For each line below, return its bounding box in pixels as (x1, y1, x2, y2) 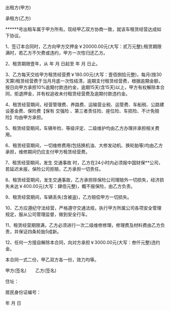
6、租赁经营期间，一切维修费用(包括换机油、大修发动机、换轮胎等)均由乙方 (5, 142, 163, 148)
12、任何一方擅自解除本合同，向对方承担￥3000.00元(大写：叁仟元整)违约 (5, 240, 160, 245)
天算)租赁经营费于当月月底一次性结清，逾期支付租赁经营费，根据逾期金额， (5, 78, 163, 84)
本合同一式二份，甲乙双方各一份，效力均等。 (5, 257, 99, 262)
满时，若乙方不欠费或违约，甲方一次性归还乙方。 (5, 50, 108, 56)
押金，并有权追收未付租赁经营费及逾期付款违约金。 (22, 91, 130, 97)
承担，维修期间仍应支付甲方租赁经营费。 (5, 149, 90, 155)
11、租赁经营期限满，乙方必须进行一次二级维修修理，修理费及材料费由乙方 (5, 222, 161, 228)
